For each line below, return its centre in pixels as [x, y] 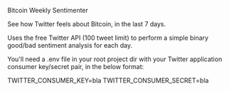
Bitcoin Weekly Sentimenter [48, 10]
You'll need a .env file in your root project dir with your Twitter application [115, 59]
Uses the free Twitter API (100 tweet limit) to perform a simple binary [108, 38]
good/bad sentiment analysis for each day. [70, 45]
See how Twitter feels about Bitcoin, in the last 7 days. [87, 24]
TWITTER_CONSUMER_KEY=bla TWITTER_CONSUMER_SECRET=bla [108, 80]
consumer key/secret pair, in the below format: [76, 66]
